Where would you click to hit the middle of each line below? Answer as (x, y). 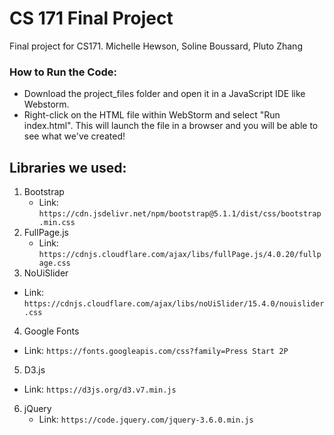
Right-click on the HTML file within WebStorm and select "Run (152, 115)
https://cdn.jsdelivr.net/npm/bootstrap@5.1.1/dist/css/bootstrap (180, 214)
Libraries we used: (68, 167)
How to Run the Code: (63, 72)
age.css (54, 263)
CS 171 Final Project (91, 18)
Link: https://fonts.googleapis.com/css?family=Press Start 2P (156, 351)
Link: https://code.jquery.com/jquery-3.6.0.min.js (146, 419)
